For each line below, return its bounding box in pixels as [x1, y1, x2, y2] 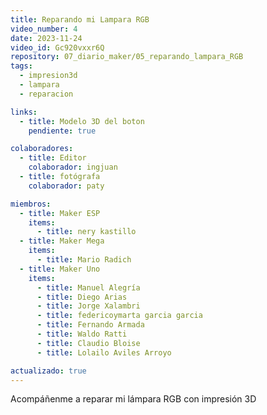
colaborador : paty [28, 181, 105, 191]
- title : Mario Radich [36, 255, 132, 265]
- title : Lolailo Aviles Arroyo [36, 347, 172, 358]
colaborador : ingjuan [28, 162, 118, 173]
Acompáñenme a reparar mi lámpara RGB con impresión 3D [10, 393, 257, 405]
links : [10, 107, 38, 117]
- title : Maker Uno [19, 264, 101, 274]
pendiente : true [28, 126, 97, 136]
